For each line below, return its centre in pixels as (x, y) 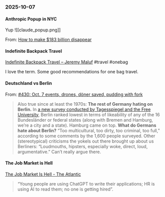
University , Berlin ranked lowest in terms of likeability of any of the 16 (88, 114)
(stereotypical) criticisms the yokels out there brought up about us (85, 141)
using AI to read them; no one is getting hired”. (65, 189)
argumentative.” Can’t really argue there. (59, 152)
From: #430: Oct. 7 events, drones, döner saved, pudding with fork (74, 94)
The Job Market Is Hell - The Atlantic (43, 174)
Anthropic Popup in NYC (31, 19)
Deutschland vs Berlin (29, 83)
